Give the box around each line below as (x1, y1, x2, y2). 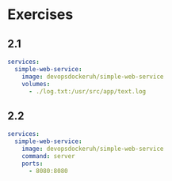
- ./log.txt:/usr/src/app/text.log (28, 87, 147, 96)
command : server (21, 152, 76, 160)
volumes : (21, 80, 51, 88)
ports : (21, 160, 44, 168)
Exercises (7, 6, 74, 24)
